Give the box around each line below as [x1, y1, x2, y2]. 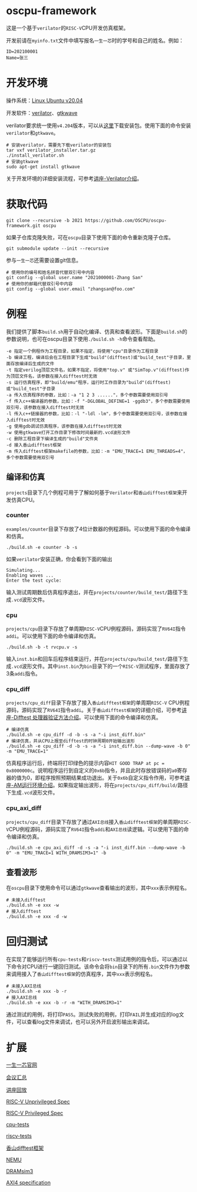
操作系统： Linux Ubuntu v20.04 [6, 97, 84, 104]
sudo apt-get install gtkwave [6, 164, 81, 170]
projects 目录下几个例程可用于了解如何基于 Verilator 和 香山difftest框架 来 [6, 489, 182, 496]
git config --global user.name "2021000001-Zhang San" [6, 274, 143, 280]
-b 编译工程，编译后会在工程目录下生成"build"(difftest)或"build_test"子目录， [6, 355, 187, 360]
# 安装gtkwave [6, 158, 39, 164]
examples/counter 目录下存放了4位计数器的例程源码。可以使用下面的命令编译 [6, 525, 191, 532]
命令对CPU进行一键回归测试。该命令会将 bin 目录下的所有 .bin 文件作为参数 [11, 963, 190, 970]
